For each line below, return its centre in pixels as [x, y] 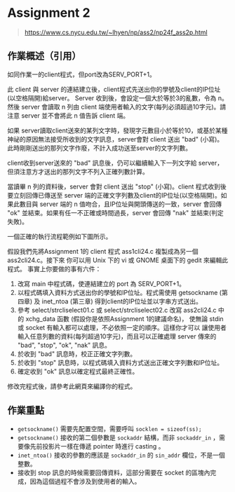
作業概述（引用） [44, 56]
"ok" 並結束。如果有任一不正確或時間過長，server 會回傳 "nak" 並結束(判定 [115, 212]
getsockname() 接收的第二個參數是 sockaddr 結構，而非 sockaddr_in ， [118, 437]
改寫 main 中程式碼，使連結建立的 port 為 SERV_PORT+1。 [101, 283]
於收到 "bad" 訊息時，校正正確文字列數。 [77, 354]
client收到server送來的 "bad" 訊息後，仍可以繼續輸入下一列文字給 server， [115, 163]
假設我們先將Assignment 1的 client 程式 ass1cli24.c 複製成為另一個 [103, 251]
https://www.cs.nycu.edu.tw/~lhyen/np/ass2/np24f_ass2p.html [116, 32]
